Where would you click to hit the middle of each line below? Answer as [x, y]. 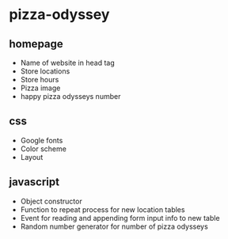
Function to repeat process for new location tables [103, 209]
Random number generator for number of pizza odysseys [114, 226]
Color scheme [43, 149]
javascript [34, 182]
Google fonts [42, 140]
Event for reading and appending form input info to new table [120, 218]
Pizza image [40, 88]
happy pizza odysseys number [70, 96]
